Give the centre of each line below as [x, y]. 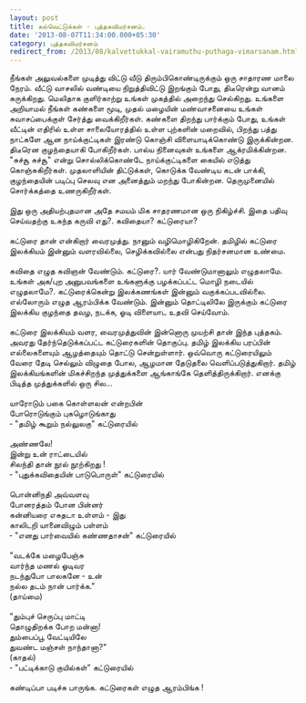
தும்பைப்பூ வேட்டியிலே [48, 637]
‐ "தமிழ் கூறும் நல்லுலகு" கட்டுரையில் [74, 424]
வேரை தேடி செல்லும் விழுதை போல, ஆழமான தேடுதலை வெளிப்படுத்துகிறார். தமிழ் [153, 363]
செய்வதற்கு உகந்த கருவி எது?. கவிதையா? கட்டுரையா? [103, 221]
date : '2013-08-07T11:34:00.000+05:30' [85, 35]
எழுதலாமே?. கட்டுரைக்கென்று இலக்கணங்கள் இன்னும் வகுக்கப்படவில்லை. [138, 292]
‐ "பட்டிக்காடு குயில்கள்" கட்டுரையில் [71, 667]
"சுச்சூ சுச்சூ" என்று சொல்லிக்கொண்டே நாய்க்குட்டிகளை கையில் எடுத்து [130, 160]
